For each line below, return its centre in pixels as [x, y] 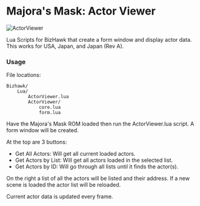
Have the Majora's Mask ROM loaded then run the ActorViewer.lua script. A [100, 124]
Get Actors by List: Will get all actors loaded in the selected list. [94, 160]
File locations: [24, 75]
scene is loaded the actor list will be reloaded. [64, 185]
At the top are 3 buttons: [37, 142]
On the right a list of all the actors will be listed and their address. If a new [98, 178]
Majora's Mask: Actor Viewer [81, 11]
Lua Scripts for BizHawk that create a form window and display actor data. [99, 39]
